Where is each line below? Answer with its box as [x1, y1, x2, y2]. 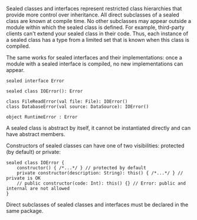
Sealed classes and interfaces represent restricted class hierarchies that [6, 5, 182, 12]
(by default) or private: [6, 149, 61, 155]
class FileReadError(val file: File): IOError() [6, 98, 128, 104]
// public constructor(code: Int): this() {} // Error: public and [17, 180, 186, 186]
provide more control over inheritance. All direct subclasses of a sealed [6, 11, 180, 18]
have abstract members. [6, 131, 65, 137]
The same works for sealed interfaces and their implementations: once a [6, 54, 183, 61]
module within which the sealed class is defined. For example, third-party [6, 24, 185, 31]
